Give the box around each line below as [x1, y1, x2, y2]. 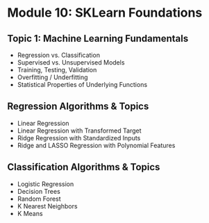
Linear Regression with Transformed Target [17, 126, 142, 135]
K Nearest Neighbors [17, 201, 78, 210]
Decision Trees [17, 187, 60, 195]
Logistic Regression [17, 179, 74, 188]
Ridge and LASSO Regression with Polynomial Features [17, 141, 176, 149]
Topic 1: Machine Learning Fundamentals [7, 33, 189, 44]
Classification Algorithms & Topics [7, 161, 160, 173]
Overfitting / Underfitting [17, 73, 88, 81]
